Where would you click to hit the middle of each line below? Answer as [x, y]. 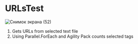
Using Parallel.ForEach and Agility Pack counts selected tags [73, 36]
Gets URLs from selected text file [45, 31]
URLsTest [24, 8]
